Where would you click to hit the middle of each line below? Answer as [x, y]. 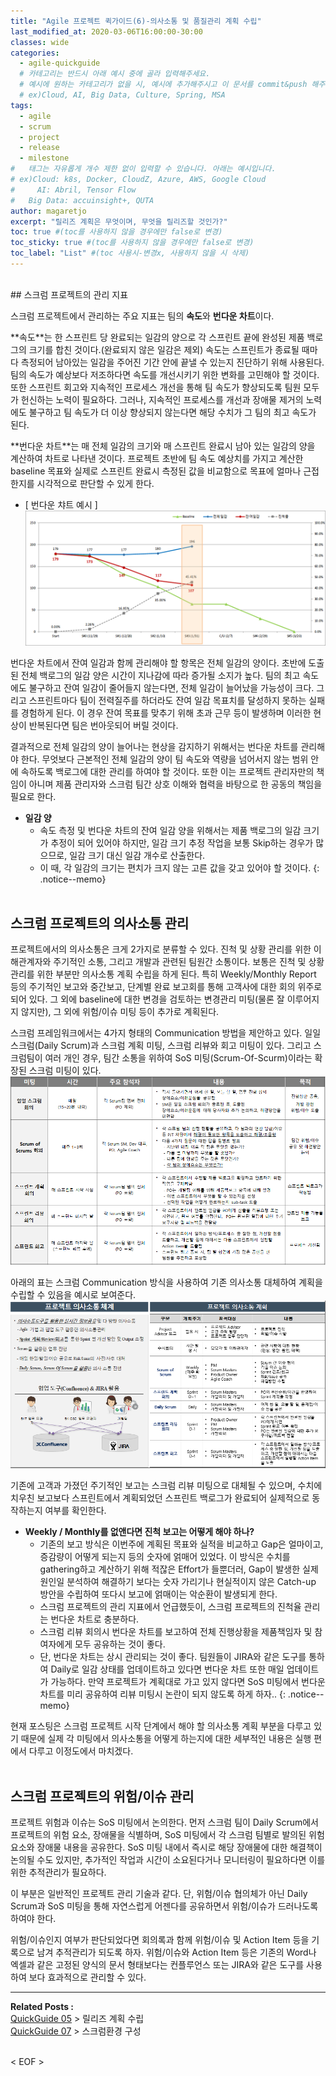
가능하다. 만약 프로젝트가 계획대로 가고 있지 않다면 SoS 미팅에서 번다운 [188, 1682]
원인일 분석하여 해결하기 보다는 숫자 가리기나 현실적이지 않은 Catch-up [178, 1582]
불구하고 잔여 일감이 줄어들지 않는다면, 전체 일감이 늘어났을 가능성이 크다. [171, 687]
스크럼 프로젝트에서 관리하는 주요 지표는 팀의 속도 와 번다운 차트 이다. [142, 316]
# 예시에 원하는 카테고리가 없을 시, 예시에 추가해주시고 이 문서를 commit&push [163, 85]
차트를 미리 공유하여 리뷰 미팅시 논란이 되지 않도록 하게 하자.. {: [162, 1694]
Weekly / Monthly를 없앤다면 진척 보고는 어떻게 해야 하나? [139, 1532]
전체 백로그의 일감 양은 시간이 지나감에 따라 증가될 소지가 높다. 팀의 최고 [160, 675]
